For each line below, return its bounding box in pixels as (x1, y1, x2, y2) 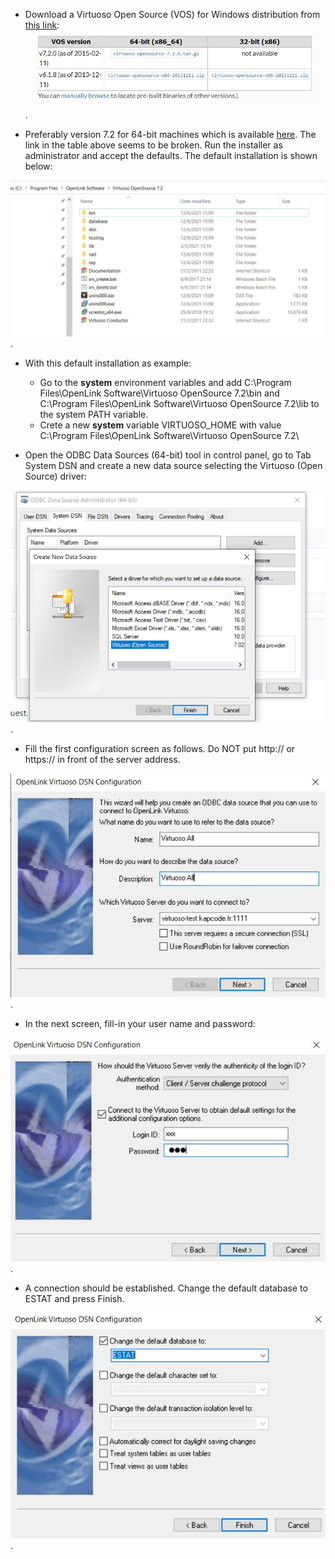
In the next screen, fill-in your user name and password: (24, 1018, 256, 1030)
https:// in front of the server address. (24, 753, 181, 765)
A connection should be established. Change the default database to (24, 1282, 308, 1294)
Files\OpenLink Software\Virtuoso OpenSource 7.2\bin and (39, 387, 280, 399)
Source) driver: (24, 470, 87, 483)
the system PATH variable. (39, 409, 149, 421)
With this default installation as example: (24, 357, 192, 369)
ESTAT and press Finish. (24, 1293, 125, 1305)
